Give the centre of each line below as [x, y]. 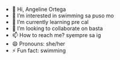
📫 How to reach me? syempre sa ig [56, 35]
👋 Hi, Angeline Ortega [39, 9]
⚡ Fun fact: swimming [39, 50]
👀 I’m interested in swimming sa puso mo [63, 16]
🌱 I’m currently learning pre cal [50, 22]
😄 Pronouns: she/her [38, 44]
